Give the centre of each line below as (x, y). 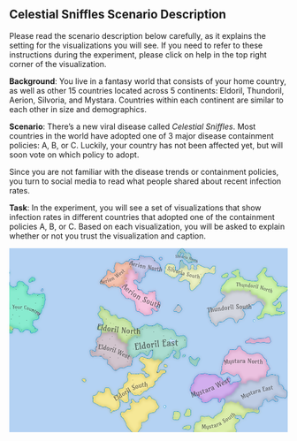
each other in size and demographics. (78, 109)
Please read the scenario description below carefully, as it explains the (138, 35)
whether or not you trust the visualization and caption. (107, 236)
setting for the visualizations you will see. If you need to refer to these (136, 45)
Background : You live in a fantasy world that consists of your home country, (148, 81)
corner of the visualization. (58, 64)
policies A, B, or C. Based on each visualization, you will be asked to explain (147, 226)
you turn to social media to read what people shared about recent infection (145, 181)
